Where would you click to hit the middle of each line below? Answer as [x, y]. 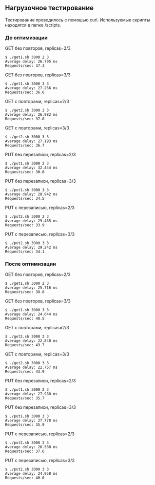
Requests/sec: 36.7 [25, 146]
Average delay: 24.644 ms [31, 315]
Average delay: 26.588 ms [31, 447]
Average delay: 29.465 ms [31, 221]
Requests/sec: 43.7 [25, 345]
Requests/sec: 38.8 [25, 292]
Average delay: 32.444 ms [31, 168]
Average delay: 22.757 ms [31, 368]
